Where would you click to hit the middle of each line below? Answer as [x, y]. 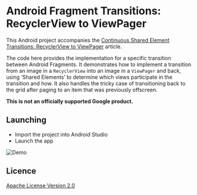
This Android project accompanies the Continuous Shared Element [88, 40]
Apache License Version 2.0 [41, 185]
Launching [26, 120]
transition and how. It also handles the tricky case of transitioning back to [96, 83]
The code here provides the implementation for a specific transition [89, 58]
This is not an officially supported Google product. [70, 101]
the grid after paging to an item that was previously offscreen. [82, 89]
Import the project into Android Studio [61, 134]
